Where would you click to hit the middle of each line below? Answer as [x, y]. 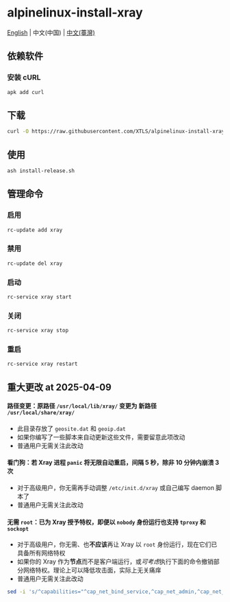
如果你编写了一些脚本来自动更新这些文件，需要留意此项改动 [101, 437]
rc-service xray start [39, 297]
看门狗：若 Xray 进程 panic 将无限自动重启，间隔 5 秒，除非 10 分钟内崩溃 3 [113, 463]
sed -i [16, 592]
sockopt [18, 529]
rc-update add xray [35, 230]
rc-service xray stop [38, 331]
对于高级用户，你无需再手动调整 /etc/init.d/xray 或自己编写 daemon [115, 487]
